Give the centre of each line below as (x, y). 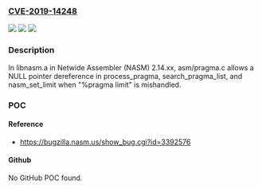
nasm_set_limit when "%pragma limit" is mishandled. (95, 85)
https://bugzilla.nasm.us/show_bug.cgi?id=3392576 (105, 142)
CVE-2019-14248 (43, 11)
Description (31, 50)
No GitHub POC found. (45, 178)
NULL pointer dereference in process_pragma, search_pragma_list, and (125, 76)
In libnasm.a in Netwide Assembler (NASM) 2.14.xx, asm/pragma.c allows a (131, 67)
